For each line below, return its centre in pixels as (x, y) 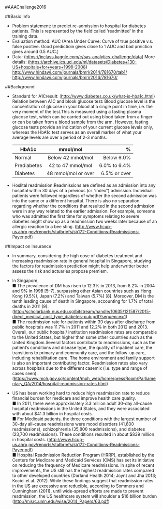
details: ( (21, 62)
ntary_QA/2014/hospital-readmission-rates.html (59, 384)
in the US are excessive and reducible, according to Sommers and (78, 486)
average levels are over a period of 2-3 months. (59, 137)
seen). (31, 373)
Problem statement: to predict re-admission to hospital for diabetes (79, 26)
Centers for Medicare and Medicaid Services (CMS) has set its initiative (83, 460)
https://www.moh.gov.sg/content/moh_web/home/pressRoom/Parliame (85, 378)
